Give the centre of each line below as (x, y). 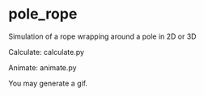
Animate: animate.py (42, 67)
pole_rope (43, 14)
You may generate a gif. (48, 83)
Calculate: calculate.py (47, 52)
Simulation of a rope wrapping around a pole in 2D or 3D (102, 36)
